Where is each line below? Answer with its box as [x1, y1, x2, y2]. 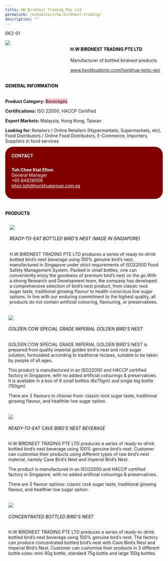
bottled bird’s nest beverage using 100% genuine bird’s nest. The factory [8, 534, 158, 540]
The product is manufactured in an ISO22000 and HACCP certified [8, 466, 146, 472]
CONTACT [11, 152, 33, 158]
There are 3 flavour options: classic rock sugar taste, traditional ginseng [8, 481, 156, 487]
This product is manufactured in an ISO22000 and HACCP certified [8, 367, 146, 373]
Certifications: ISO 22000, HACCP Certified [5, 108, 96, 114]
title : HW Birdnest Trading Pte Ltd [5, 7, 81, 12]
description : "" [5, 16, 39, 21]
